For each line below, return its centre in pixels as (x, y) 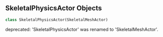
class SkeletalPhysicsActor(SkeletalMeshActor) (57, 19)
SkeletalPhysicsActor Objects (54, 8)
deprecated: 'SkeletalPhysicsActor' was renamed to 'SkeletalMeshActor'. (82, 29)
